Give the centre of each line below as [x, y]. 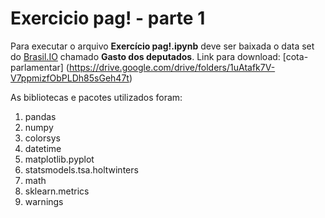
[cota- [295, 56]
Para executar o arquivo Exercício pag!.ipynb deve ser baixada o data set [162, 46]
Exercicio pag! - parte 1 [108, 18]
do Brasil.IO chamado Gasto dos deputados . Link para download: [145, 56]
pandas [40, 116]
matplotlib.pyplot [59, 159]
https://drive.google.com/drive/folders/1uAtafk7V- [172, 67]
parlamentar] [37, 67]
